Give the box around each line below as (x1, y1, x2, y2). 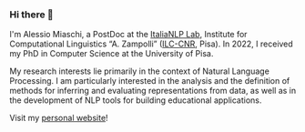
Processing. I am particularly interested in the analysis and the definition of (9, 76, 290, 86)
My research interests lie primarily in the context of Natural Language (9, 66, 270, 76)
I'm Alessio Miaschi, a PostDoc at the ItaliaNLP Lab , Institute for (9, 29, 248, 40)
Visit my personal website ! (9, 113, 108, 124)
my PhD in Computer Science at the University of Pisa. (9, 48, 214, 59)
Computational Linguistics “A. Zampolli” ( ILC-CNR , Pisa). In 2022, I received (9, 38, 293, 49)
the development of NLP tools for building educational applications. (9, 95, 262, 106)
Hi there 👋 (9, 8, 55, 21)
